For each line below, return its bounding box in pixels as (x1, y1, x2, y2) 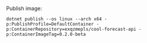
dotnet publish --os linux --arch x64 (6, 16, 102, 22)
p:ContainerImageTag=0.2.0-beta (6, 31, 86, 37)
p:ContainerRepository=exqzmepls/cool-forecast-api (6, 26, 136, 32)
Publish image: (6, 5, 43, 12)
